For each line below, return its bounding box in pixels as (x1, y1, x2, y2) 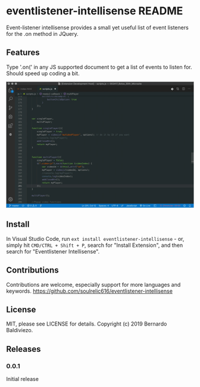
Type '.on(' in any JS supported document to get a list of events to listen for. (6, 63, 192, 70)
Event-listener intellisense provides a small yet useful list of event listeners (6, 24, 189, 31)
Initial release (6, 376, 39, 382)
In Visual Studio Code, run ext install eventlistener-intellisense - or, (6, 235, 185, 242)
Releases (6, 344, 41, 354)
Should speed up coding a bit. (6, 70, 80, 77)
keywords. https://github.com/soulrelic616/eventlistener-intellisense (6, 287, 173, 295)
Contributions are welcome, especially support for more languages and (6, 281, 181, 288)
